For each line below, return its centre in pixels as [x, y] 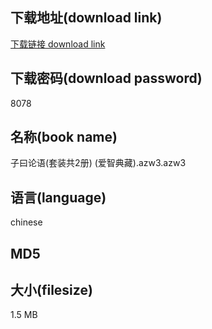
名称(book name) [64, 137]
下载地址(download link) [86, 18]
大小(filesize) [51, 290]
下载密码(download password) [106, 78]
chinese [26, 222]
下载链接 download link [58, 44]
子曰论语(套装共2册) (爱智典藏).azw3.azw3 [98, 163]
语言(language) [58, 197]
